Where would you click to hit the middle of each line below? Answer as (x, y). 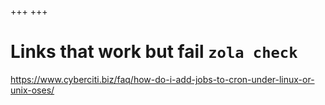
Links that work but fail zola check (154, 52)
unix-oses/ (32, 90)
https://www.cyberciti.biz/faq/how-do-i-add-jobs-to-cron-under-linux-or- (162, 79)
